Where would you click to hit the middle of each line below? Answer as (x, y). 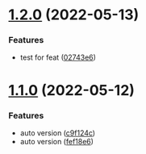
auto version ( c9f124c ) (57, 133)
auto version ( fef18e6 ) (57, 141)
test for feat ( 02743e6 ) (58, 57)
